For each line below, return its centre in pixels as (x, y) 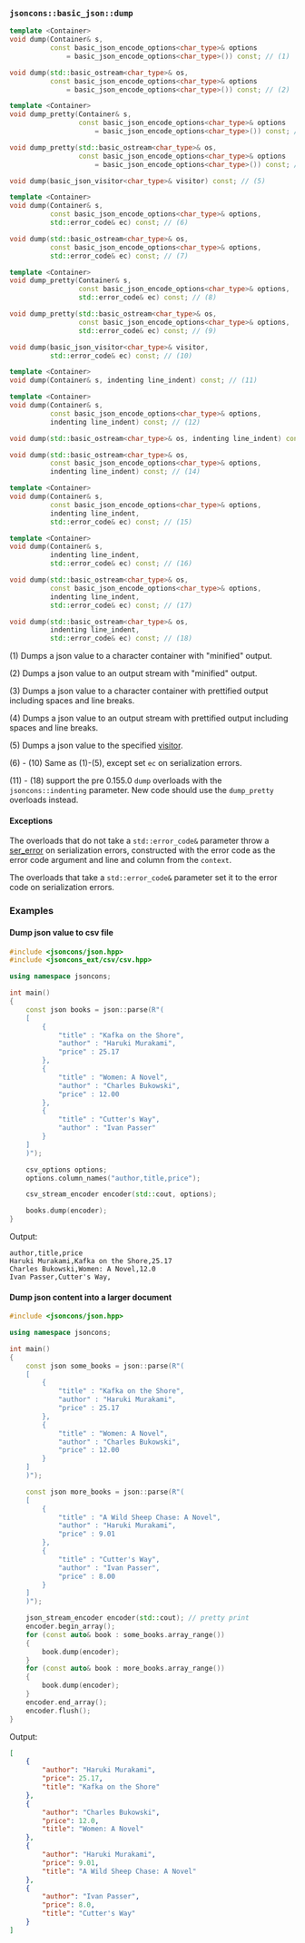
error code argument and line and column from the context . (121, 860)
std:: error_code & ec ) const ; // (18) (121, 639)
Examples (32, 911)
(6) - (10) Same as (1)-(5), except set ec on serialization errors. (126, 763)
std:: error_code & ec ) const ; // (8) (148, 298)
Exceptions (31, 820)
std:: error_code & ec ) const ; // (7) (119, 256)
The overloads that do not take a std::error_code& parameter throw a (139, 841)
